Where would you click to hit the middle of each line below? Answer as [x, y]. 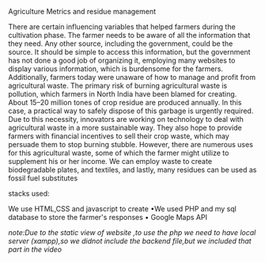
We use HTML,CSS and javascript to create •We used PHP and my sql [123, 209]
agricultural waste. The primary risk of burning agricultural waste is [118, 85]
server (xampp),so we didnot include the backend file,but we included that [130, 241]
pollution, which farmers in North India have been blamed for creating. [123, 94]
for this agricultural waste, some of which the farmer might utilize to [119, 153]
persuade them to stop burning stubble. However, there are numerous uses [131, 144]
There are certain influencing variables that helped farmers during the [122, 27]
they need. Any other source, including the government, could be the [121, 44]
